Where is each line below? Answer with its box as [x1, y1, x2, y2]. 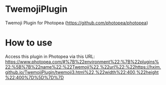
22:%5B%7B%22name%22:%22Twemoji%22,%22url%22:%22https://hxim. [5, 64, 161, 70]
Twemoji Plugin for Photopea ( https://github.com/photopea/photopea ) [5, 20, 149, 26]
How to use [5, 37, 53, 48]
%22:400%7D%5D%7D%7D [5, 74, 64, 80]
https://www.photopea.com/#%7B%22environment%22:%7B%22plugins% [5, 58, 160, 65]
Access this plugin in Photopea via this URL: [5, 53, 95, 59]
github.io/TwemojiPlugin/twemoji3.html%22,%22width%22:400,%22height [5, 69, 159, 75]
